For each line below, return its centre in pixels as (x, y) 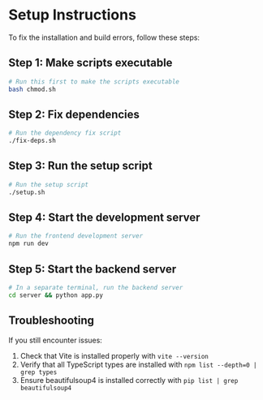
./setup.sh (27, 192)
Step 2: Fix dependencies (74, 114)
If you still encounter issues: (56, 340)
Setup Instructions (72, 15)
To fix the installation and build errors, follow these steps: (104, 37)
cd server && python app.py (56, 295)
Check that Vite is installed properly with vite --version (114, 355)
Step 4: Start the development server (104, 218)
